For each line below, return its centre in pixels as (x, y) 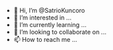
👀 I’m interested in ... (42, 18)
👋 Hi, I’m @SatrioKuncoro (49, 10)
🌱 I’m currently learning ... (50, 25)
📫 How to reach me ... (45, 40)
